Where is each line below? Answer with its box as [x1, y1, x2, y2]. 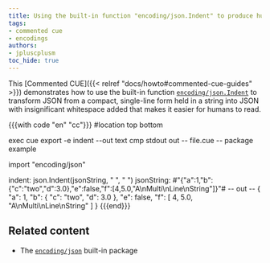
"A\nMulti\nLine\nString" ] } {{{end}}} [8, 200, 131, 210]
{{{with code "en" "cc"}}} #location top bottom [8, 120, 163, 129]
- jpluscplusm [8, 49, 56, 57]
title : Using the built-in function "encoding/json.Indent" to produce [8, 11, 253, 20]
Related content [8, 224, 90, 238]
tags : [8, 19, 27, 27]
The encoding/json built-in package [19, 245, 138, 255]
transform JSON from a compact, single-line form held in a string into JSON [8, 96, 260, 105]
